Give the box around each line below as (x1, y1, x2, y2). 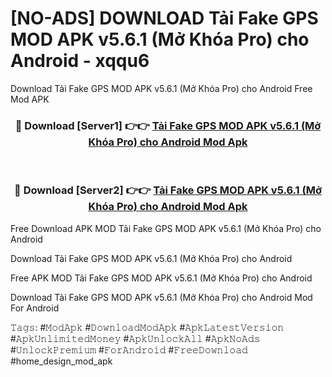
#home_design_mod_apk (10, 355, 113, 367)
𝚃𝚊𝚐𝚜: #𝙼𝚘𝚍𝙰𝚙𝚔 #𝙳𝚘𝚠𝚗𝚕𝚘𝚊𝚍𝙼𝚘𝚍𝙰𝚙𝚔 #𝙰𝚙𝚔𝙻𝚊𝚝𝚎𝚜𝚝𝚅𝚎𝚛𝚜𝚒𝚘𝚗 (10, 321, 285, 333)
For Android (10, 302, 60, 314)
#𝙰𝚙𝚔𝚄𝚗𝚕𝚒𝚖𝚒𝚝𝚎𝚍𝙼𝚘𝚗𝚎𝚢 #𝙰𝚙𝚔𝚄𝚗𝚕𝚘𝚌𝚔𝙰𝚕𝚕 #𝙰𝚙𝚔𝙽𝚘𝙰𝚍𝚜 (10, 332, 261, 344)
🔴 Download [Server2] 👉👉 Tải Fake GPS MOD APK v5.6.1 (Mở (14, 183, 322, 197)
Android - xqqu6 (10, 50, 150, 72)
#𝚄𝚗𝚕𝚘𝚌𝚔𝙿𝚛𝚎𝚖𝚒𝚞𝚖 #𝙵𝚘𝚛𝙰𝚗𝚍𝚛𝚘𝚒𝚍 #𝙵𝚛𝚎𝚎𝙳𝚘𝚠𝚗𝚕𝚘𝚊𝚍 (10, 343, 248, 356)
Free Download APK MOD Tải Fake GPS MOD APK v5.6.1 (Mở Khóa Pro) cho (10, 222, 322, 234)
